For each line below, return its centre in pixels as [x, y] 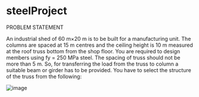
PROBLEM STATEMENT [35, 27]
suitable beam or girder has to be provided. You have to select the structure [99, 70]
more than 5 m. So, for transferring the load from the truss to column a [92, 64]
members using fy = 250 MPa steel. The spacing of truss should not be [93, 57]
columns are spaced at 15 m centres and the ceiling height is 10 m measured [99, 45]
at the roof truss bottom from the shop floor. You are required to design [93, 51]
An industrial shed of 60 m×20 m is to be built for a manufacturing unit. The [99, 38]
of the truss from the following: [44, 76]
